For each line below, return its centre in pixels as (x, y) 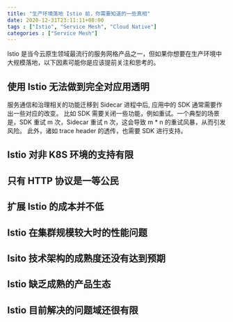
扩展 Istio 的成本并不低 (56, 207)
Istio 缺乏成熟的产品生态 (59, 284)
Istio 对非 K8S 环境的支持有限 (71, 155)
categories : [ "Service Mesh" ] (53, 33)
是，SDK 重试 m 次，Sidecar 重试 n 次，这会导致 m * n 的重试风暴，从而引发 (116, 122)
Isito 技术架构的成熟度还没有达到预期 (86, 259)
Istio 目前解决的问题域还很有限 (73, 310)
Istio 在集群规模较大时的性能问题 (77, 232)
